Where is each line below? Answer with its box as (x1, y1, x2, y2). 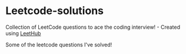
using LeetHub (5, 29, 41, 36)
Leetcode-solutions (5, 4, 104, 18)
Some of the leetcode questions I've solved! (5, 41, 112, 48)
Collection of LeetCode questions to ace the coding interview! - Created (5, 23, 181, 31)
